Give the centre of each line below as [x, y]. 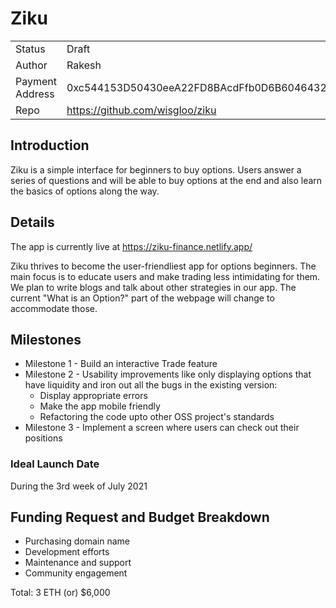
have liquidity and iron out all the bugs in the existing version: [151, 385]
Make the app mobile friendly [100, 406]
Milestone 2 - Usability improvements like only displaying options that [168, 374]
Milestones [46, 339]
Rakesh [84, 65]
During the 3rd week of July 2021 [79, 486]
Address [35, 94]
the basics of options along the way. [85, 191]
